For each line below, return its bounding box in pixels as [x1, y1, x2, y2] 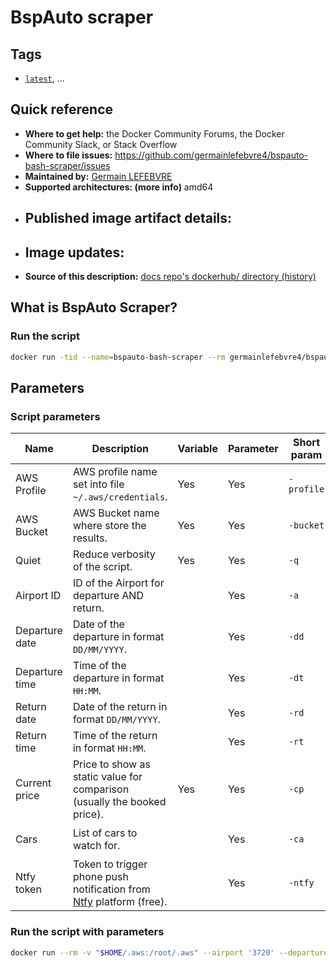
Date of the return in [72, 700, 168, 714]
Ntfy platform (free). [72, 895, 168, 909]
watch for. [72, 839, 121, 853]
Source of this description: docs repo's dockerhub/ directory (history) [24, 271, 317, 283]
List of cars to [72, 826, 138, 840]
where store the [72, 519, 147, 533]
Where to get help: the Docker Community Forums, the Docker [24, 127, 285, 140]
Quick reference [10, 101, 114, 118]
